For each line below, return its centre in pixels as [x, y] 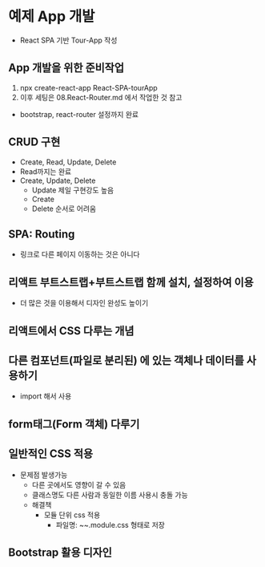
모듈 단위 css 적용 [72, 515]
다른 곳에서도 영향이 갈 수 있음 [79, 484]
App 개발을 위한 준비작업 [66, 68]
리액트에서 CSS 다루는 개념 [71, 331]
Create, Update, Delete [58, 180]
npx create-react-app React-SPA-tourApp [88, 87]
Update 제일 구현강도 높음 [73, 190]
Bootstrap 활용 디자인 [60, 552]
